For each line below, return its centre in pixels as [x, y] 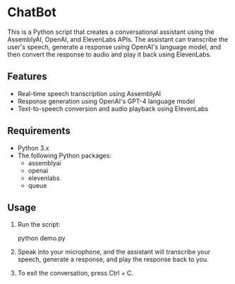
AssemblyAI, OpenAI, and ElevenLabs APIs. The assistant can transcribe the [118, 39]
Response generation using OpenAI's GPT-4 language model [106, 101]
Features [27, 77]
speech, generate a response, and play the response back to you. [113, 259]
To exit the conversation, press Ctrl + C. [76, 273]
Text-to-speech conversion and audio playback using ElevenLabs [113, 108]
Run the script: [39, 225]
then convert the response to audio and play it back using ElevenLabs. [109, 54]
